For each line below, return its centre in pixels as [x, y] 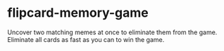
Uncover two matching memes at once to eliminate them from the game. [112, 32]
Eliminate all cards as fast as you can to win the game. [86, 39]
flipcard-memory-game [78, 13]
